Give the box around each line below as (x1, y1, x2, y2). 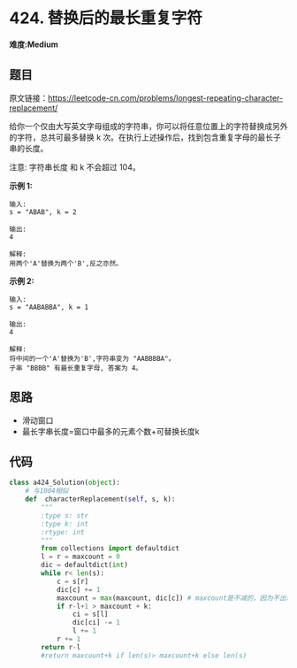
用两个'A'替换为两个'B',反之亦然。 (9, 258, 123, 268)
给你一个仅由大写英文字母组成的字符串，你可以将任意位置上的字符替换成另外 (9, 120, 288, 131)
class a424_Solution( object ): (9, 479, 121, 488)
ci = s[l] (72, 610, 109, 619)
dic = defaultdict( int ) (41, 561, 128, 570)
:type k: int (41, 519, 89, 528)
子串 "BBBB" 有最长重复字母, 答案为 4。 (9, 364, 143, 372)
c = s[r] (56, 577, 89, 586)
